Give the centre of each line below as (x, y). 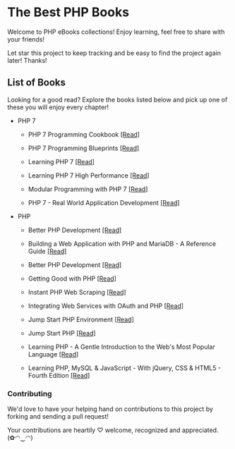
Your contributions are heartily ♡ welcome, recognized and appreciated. (113, 430)
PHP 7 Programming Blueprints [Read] (84, 148)
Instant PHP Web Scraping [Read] (77, 292)
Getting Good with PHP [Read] (72, 278)
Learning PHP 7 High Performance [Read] (89, 175)
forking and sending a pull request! (58, 417)
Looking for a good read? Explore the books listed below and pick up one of (117, 99)
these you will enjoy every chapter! (58, 107)
